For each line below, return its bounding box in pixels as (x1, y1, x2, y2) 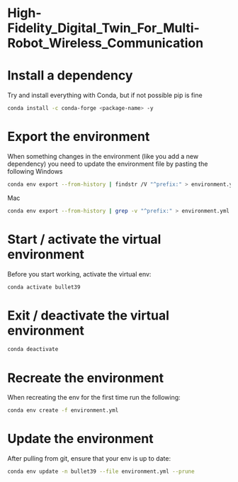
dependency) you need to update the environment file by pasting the (7, 159, 208, 168)
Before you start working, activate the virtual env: (7, 269, 152, 278)
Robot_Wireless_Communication (7, 35, 204, 51)
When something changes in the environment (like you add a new (7, 152, 199, 160)
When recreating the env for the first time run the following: (7, 393, 181, 402)
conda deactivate (7, 346, 59, 353)
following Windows (7, 167, 63, 175)
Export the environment (7, 129, 150, 145)
